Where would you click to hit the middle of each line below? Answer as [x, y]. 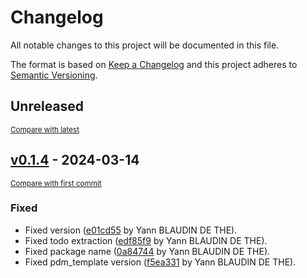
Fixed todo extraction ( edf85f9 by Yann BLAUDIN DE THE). [146, 240]
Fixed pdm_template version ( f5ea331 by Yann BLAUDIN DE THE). [160, 262]
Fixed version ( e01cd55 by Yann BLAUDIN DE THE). [131, 230]
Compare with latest [45, 129]
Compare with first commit [56, 183]
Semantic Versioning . [54, 75]
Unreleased [47, 106]
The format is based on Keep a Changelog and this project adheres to [154, 64]
